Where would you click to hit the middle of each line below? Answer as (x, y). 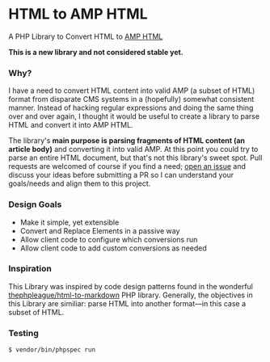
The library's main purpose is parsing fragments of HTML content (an (127, 141)
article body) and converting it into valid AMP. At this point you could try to (133, 149)
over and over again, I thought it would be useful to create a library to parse (134, 116)
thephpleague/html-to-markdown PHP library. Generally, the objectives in (131, 295)
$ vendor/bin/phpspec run (52, 350)
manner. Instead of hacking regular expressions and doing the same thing (131, 108)
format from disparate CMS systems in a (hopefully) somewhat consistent (131, 99)
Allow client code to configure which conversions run (109, 239)
